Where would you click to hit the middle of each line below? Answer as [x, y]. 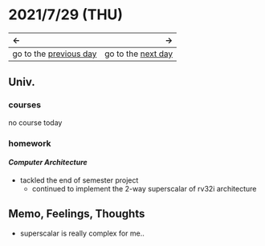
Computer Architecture [48, 163]
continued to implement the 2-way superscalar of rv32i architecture [144, 188]
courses [25, 105]
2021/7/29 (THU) [65, 15]
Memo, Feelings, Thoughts [77, 214]
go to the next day [139, 54]
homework [30, 143]
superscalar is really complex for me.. [82, 233]
